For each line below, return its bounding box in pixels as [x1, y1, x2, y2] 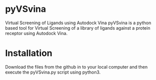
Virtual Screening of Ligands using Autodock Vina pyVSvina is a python [5, 20, 152, 26]
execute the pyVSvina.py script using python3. [5, 69, 101, 75]
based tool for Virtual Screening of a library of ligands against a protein [5, 25, 151, 31]
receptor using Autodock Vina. [5, 30, 68, 36]
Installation [5, 48, 53, 59]
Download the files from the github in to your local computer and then [5, 64, 148, 70]
